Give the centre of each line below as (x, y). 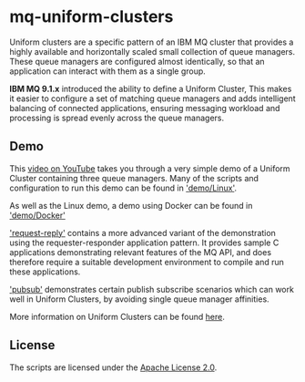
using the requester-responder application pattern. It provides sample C (144, 243)
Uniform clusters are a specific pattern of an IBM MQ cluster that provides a (152, 42)
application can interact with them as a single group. (108, 71)
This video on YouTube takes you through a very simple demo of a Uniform (150, 168)
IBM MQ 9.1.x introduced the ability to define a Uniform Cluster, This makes (151, 88)
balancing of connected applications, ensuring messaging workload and (145, 108)
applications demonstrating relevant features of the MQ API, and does (140, 252)
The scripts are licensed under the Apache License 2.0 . (113, 367)
